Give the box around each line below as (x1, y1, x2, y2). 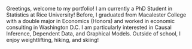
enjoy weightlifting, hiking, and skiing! (6, 37, 99, 43)
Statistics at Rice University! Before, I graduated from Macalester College (6, 11, 187, 18)
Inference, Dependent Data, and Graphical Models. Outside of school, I (6, 30, 181, 37)
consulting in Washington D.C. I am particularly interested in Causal (6, 24, 172, 31)
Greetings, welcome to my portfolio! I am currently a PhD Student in (6, 5, 173, 12)
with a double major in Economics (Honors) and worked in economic (6, 18, 175, 24)
